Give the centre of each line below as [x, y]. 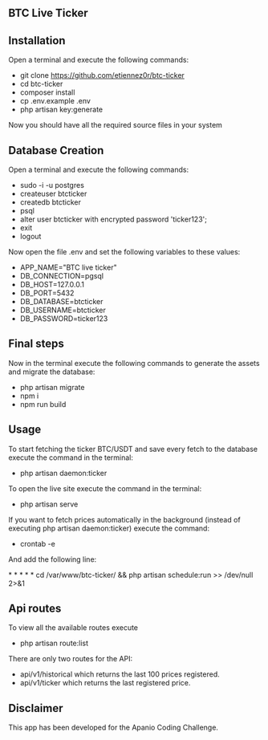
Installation [37, 41]
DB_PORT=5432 [47, 293]
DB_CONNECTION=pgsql [62, 276]
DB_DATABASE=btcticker [61, 302]
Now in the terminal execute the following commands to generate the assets [134, 363]
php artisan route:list [54, 643]
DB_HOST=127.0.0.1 [52, 285]
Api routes [35, 609]
